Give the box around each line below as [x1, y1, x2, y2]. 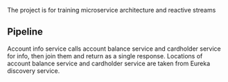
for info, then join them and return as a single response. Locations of [7, 51, 203, 60]
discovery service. [7, 66, 60, 75]
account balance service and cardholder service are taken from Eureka [7, 59, 211, 67]
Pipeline [7, 26, 44, 38]
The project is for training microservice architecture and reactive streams [7, 6, 216, 14]
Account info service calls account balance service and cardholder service [7, 44, 222, 53]
